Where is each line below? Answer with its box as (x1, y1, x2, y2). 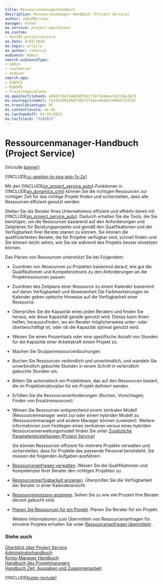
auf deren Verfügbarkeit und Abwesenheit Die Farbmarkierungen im (12, 288, 149, 294)
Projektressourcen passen (12, 274, 65, 280)
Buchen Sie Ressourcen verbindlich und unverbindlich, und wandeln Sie (12, 358, 157, 364)
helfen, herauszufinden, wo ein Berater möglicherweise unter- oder (12, 319, 148, 325)
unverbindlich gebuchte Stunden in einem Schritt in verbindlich (12, 363, 139, 369)
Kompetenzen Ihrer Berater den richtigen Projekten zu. (12, 468, 122, 473)
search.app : (5, 75, 29, 80)
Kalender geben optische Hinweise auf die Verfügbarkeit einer (12, 294, 138, 300)
